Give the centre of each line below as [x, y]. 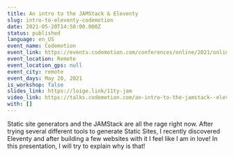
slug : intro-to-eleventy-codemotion [60, 20]
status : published [34, 33]
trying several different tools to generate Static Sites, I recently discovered [114, 131]
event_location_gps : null [45, 65]
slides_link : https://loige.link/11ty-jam [70, 91]
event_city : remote [36, 72]
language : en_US [31, 40]
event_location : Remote [42, 59]
